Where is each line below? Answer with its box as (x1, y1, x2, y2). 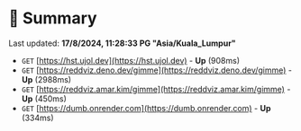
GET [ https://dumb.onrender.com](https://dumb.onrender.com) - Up (21, 102, 271, 113)
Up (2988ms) (21, 74, 72, 84)
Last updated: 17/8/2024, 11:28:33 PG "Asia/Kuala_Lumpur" (8, 38, 236, 48)
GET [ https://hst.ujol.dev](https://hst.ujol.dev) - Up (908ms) (21, 55, 241, 65)
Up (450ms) (21, 93, 67, 104)
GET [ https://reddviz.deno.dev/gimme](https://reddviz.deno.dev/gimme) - (21, 65, 293, 75)
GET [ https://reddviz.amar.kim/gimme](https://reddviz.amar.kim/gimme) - (21, 83, 291, 94)
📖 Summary (8, 8, 97, 29)
